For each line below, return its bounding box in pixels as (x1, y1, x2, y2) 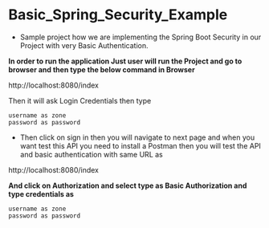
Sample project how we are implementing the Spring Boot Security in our (19, 32, 262, 42)
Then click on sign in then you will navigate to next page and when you (19, 132, 255, 142)
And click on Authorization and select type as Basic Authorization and (8, 181, 247, 190)
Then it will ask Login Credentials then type (8, 96, 152, 105)
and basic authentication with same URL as (19, 149, 163, 159)
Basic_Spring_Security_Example (8, 6, 228, 24)
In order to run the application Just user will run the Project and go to (8, 56, 243, 66)
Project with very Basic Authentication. (19, 40, 149, 50)
